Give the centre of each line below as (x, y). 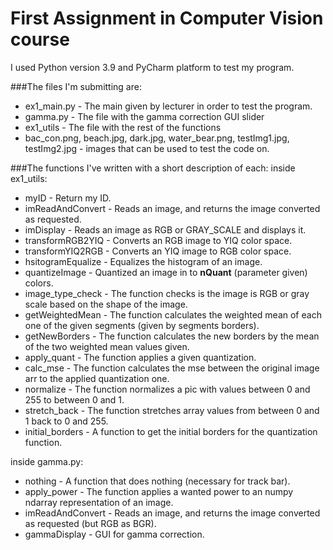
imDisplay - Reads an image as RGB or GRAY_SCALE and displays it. (165, 229)
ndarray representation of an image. (99, 502)
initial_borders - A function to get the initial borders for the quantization (171, 431)
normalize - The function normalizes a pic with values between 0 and (167, 389)
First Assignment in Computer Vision (167, 18)
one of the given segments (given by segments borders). (142, 325)
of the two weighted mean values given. (107, 346)
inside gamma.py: (47, 461)
